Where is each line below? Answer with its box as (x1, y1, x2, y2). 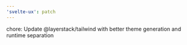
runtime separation (6, 31, 54, 39)
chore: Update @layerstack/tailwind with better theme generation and (6, 25, 182, 32)
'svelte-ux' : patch (6, 8, 56, 15)
